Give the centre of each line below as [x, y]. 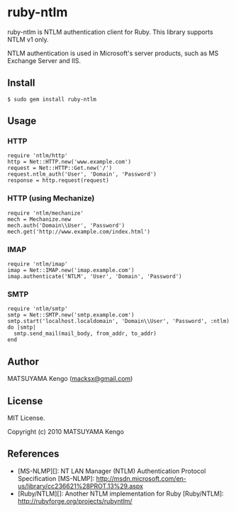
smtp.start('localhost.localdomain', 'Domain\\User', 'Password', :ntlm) [119, 322]
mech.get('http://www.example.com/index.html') [79, 232]
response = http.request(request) [58, 181]
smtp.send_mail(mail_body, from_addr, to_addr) [85, 334]
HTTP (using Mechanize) [51, 198]
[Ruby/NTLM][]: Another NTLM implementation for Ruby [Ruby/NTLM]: [121, 494]
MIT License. [26, 418]
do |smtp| [22, 328]
